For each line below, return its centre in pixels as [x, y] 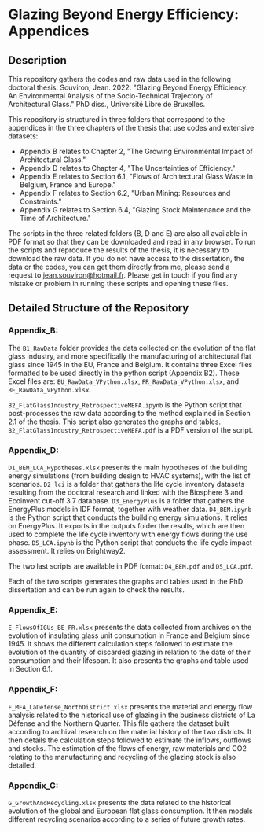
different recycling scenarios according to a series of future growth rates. [127, 819]
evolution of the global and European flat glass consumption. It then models [130, 811]
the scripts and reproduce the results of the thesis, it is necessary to [119, 250]
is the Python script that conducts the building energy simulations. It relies [128, 517]
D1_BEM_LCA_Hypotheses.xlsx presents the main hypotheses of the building [128, 467]
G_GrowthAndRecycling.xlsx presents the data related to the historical [120, 802]
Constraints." [40, 201]
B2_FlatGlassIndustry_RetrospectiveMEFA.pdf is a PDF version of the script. [131, 429]
